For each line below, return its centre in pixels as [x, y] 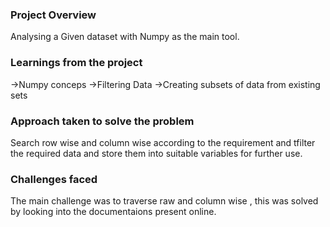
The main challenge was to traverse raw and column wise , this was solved [164, 201]
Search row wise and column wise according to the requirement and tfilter [163, 142]
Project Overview [53, 15]
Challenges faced [54, 179]
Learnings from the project [76, 63]
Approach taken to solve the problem [102, 121]
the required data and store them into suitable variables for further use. [156, 153]
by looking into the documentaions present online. [113, 212]
